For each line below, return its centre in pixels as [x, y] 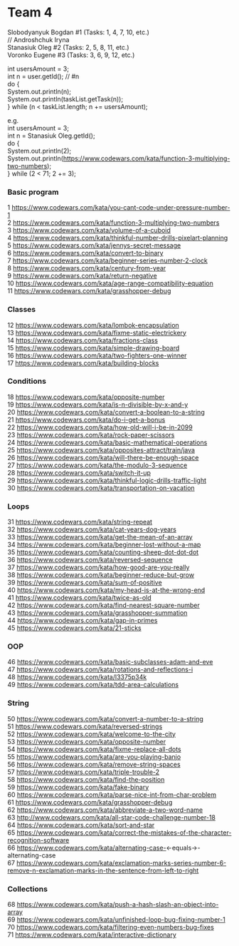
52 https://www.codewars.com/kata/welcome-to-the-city [92, 734]
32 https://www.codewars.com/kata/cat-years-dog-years [92, 529]
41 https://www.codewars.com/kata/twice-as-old [79, 598]
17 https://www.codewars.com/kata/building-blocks [83, 363]
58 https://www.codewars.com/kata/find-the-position [86, 779]
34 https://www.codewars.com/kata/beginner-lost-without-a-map [104, 545]
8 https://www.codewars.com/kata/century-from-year [87, 268]
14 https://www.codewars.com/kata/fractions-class [83, 340]
